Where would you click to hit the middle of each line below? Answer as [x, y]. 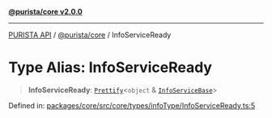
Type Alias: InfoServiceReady [110, 67]
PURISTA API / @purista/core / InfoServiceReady [90, 35]
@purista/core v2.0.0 [45, 12]
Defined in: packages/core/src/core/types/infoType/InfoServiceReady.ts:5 [132, 105]
